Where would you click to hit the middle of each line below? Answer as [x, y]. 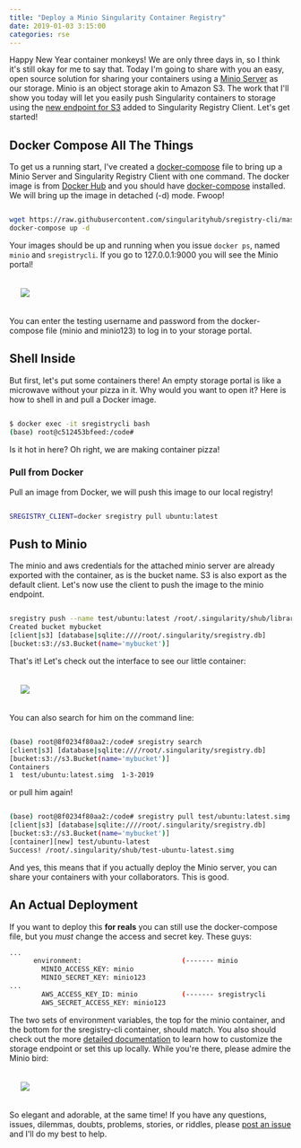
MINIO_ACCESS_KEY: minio [88, 969]
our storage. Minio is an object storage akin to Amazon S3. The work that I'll [149, 88]
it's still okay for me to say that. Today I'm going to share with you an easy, [147, 69]
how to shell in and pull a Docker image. [83, 399]
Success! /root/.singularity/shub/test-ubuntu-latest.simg [122, 850]
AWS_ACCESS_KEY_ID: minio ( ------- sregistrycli [154, 994]
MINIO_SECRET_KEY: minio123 [94, 978]
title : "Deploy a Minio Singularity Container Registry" [118, 18]
